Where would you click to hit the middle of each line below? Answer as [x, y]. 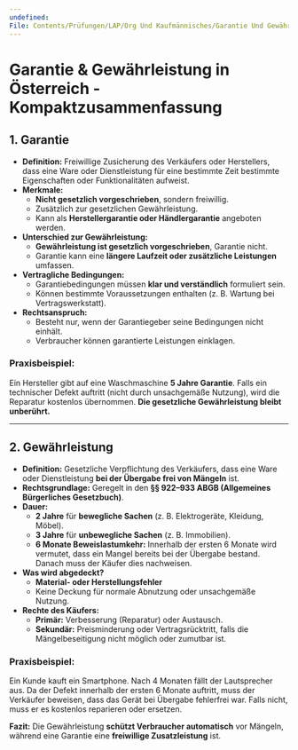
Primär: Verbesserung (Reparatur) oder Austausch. [129, 620]
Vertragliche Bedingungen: [73, 274]
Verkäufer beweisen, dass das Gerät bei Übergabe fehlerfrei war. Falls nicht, [149, 699]
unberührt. [30, 411]
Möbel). [49, 525]
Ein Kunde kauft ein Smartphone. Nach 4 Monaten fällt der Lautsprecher [141, 681]
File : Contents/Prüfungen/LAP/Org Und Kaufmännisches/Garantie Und [137, 26]
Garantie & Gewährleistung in [120, 70]
